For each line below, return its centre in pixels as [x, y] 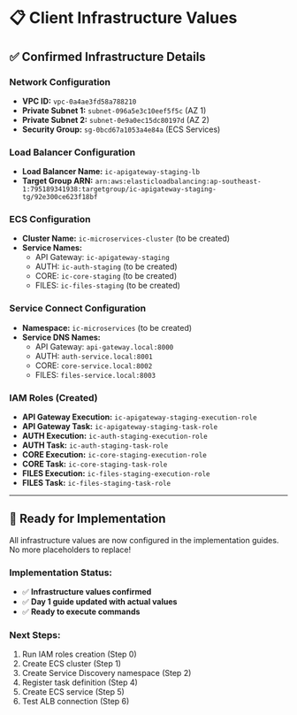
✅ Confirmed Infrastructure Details [107, 56]
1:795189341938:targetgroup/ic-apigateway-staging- [119, 189]
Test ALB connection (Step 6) [76, 702]
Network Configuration [60, 81]
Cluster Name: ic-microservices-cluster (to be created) [126, 238]
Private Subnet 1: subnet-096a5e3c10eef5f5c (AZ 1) [114, 110]
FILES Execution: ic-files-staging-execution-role [116, 473]
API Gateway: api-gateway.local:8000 [104, 346]
